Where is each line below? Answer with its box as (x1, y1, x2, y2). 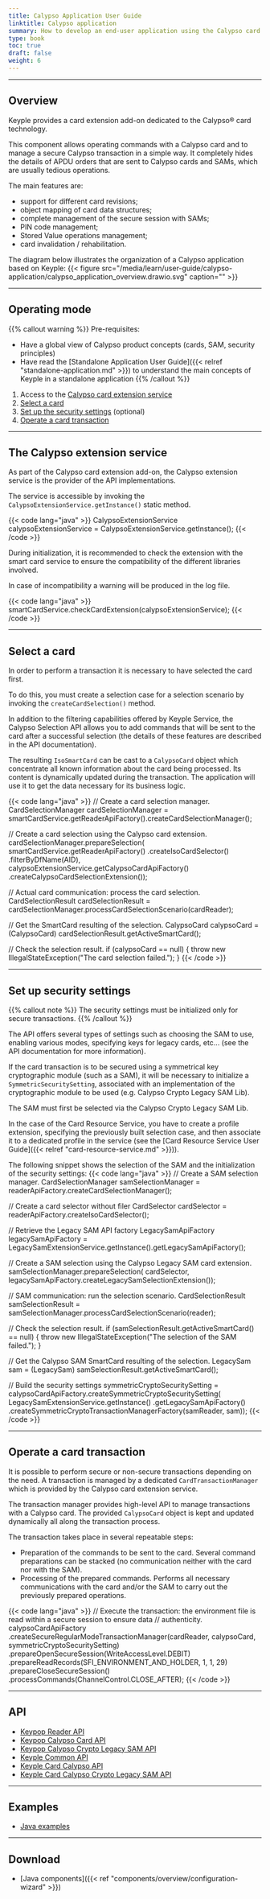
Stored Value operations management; (19, 230, 148, 240)
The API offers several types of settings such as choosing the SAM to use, (8, 1029, 255, 1039)
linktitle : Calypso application (8, 19, 117, 27)
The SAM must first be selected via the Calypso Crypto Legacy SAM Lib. (8, 1103, 249, 1113)
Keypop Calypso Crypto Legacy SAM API (19, 1744, 157, 1753)
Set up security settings (8, 983, 131, 998)
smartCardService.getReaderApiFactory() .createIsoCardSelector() (8, 847, 229, 856)
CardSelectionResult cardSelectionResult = (8, 896, 151, 906)
